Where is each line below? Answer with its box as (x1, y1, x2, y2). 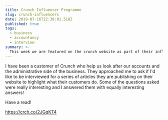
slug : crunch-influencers (5, 12, 59, 17)
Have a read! (5, 99, 31, 105)
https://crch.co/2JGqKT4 (5, 108, 57, 115)
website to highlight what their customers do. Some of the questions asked (5, 78, 159, 85)
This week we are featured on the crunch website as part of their (9, 49, 153, 54)
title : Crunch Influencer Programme (5, 7, 81, 12)
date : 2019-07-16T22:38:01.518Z (5, 16, 72, 21)
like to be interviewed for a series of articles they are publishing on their (5, 73, 153, 79)
